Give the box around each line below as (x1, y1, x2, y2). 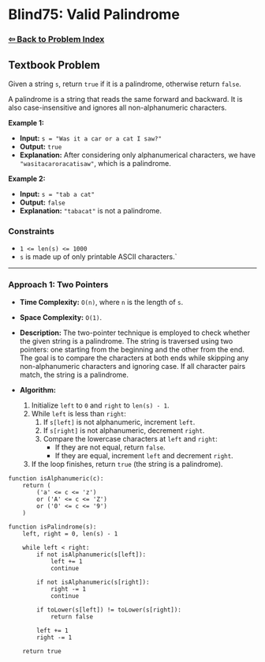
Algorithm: (19, 385, 57, 394)
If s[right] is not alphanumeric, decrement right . (43, 425, 205, 435)
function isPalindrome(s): (8, 523, 97, 531)
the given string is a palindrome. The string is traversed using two (19, 336, 233, 345)
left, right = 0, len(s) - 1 (22, 529, 118, 538)
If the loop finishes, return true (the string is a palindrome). (31, 459, 223, 468)
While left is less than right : (31, 408, 126, 418)
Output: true (19, 141, 62, 151)
